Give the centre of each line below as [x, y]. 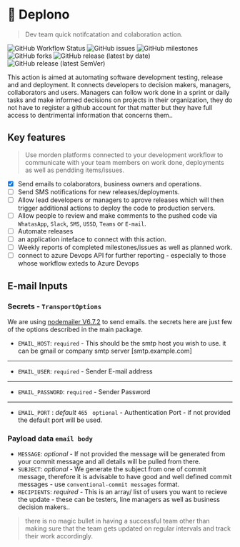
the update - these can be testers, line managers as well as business [119, 500]
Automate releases [45, 231]
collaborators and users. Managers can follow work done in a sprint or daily [119, 92]
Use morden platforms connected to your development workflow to [124, 155]
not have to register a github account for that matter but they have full [110, 107]
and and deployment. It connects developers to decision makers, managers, [119, 84]
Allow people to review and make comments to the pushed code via [117, 215]
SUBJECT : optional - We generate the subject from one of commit [112, 469]
